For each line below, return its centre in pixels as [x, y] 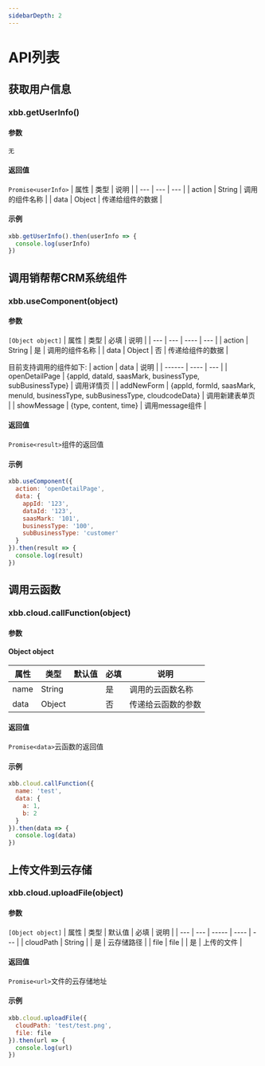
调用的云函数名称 [161, 689]
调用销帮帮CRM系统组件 [68, 278]
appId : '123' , [46, 504]
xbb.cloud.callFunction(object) [70, 613]
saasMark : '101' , [51, 519]
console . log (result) [49, 556]
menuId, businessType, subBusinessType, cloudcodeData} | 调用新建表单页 [132, 395]
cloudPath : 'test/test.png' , [64, 1025]
